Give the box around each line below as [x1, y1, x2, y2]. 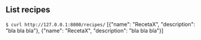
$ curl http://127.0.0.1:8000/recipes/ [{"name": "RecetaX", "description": [5, 20, 196, 27]
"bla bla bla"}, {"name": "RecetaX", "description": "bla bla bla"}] [5, 27, 164, 34]
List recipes [5, 5, 51, 15]
